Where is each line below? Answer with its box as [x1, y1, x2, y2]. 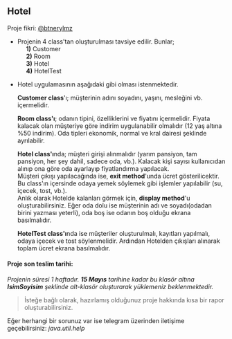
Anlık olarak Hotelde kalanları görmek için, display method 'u [17, 194, 190, 202]
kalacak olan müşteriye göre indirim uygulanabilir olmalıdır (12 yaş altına [17, 121, 222, 130]
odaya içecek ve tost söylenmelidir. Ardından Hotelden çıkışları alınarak [17, 237, 220, 245]
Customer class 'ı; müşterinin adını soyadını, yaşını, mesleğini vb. [17, 93, 203, 102]
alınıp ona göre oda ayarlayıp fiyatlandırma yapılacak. [17, 164, 170, 172]
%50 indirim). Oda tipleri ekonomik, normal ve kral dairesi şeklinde [17, 129, 207, 137]
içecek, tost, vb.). [17, 186, 67, 194]
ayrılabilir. [17, 136, 45, 145]
